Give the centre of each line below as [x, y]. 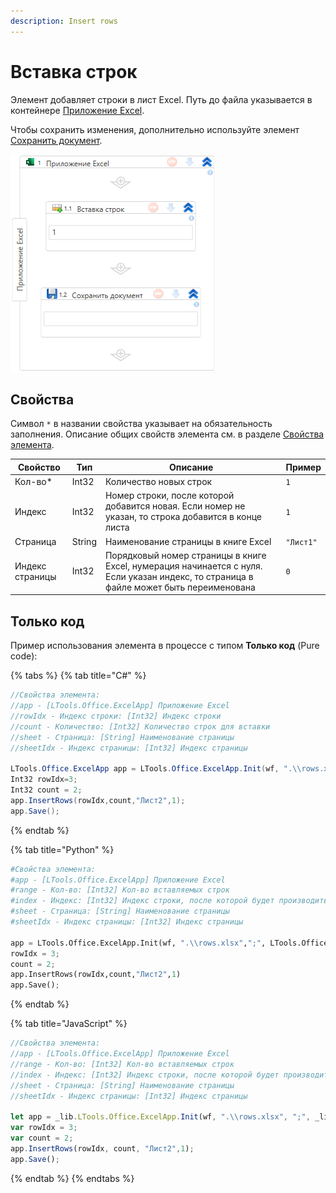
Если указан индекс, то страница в [179, 576]
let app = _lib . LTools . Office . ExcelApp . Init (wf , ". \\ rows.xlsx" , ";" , [160, 1117]
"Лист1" [301, 542]
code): [24, 656]
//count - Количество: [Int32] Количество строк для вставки [140, 726]
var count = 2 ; [42, 1138]
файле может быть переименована [180, 587]
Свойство [39, 467]
